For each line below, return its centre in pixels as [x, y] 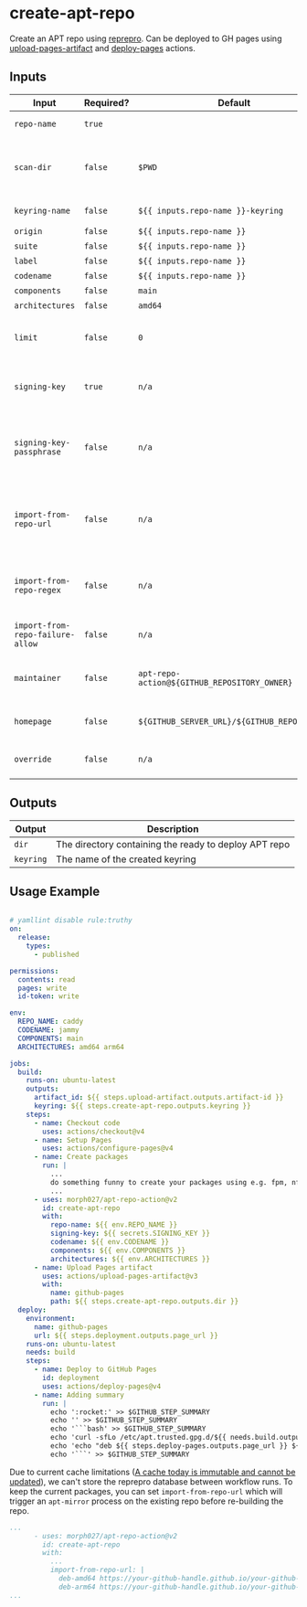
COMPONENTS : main [51, 1038]
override [33, 759]
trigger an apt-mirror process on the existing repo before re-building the [147, 1501]
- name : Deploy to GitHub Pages [95, 1369]
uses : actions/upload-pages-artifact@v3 [120, 1276]
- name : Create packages [81, 1157]
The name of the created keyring [126, 859]
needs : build [51, 1352]
